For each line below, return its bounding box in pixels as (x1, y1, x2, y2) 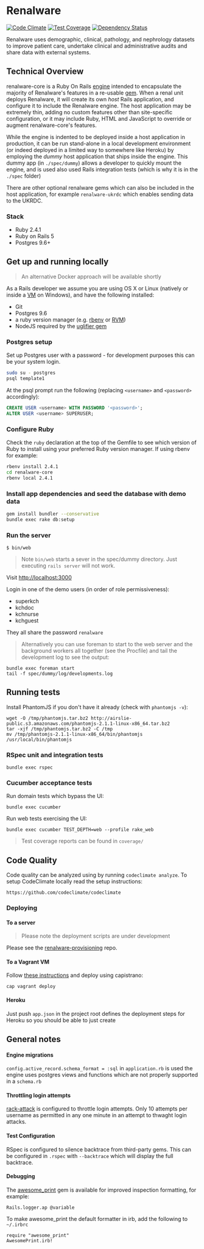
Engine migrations (6, 1051, 54, 1059)
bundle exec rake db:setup (6, 516, 75, 522)
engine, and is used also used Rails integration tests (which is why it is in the (6, 165, 198, 173)
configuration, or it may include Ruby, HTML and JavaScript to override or (6, 115, 192, 122)
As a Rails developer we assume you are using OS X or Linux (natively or (6, 284, 189, 292)
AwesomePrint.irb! (6, 1237, 53, 1244)
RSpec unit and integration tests (6, 750, 104, 759)
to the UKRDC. (6, 196, 43, 204)
